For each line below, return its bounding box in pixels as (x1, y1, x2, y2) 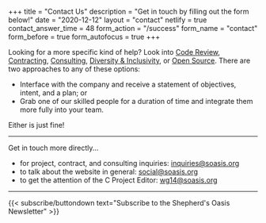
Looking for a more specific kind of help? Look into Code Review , (8, 48, 220, 56)
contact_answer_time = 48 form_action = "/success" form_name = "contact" (8, 24, 258, 33)
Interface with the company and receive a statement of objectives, (19, 79, 237, 89)
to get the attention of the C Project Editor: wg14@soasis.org (19, 175, 218, 185)
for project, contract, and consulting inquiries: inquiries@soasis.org (19, 159, 240, 167)
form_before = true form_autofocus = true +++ (8, 32, 161, 41)
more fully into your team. (19, 105, 104, 114)
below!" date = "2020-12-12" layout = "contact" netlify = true (8, 15, 207, 25)
